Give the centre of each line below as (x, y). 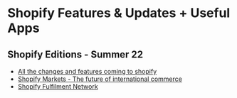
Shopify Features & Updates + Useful (119, 13)
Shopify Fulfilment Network (58, 86)
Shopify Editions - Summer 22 (75, 54)
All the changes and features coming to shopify (87, 71)
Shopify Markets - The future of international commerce (100, 79)
